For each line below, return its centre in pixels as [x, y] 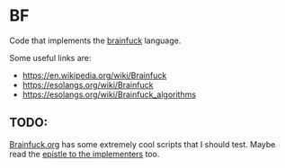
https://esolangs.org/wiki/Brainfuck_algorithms [109, 94]
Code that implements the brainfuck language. [95, 40]
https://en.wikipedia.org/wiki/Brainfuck [94, 75]
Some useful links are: [50, 57]
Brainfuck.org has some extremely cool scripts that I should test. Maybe [142, 144]
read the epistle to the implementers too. [85, 154]
